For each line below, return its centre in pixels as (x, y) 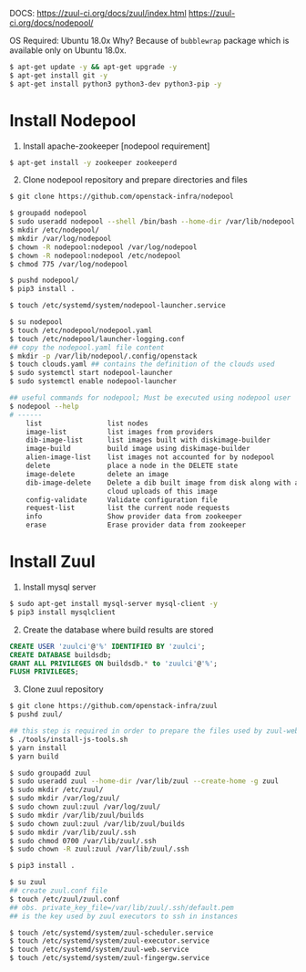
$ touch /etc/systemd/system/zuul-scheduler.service (112, 933)
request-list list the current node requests (128, 508)
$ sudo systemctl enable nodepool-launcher (93, 381)
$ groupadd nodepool (49, 214)
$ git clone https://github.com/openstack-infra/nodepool (122, 197)
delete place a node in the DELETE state (132, 466)
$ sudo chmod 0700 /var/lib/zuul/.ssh (83, 841)
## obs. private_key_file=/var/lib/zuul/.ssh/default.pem (122, 907)
